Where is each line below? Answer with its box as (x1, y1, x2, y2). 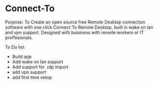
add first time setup (12, 74, 52, 80)
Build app (12, 53, 32, 59)
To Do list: (5, 44, 26, 50)
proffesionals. (5, 35, 33, 41)
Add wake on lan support (12, 59, 63, 64)
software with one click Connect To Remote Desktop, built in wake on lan (5, 24, 154, 30)
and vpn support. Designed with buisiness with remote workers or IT (5, 29, 144, 35)
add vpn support (12, 69, 46, 75)
